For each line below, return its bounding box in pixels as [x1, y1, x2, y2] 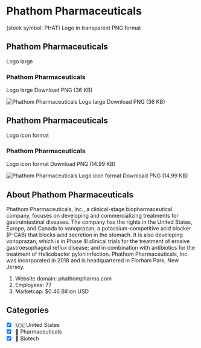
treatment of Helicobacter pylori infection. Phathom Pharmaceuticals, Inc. [6, 250, 189, 258]
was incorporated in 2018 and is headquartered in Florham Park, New [6, 256, 179, 264]
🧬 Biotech [14, 335, 39, 342]
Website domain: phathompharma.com [14, 274, 112, 282]
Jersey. [6, 263, 25, 270]
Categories [6, 305, 49, 315]
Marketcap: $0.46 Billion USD [14, 288, 89, 295]
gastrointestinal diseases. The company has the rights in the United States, [6, 218, 193, 226]
